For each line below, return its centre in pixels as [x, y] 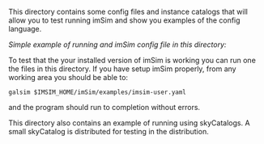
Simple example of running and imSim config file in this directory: [117, 44]
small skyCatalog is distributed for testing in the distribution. [109, 131]
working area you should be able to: [68, 77]
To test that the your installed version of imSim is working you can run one [132, 60]
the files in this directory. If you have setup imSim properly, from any [122, 69]
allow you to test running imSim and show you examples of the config [124, 20]
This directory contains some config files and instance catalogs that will [128, 12]
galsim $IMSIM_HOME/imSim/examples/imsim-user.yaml [97, 92]
